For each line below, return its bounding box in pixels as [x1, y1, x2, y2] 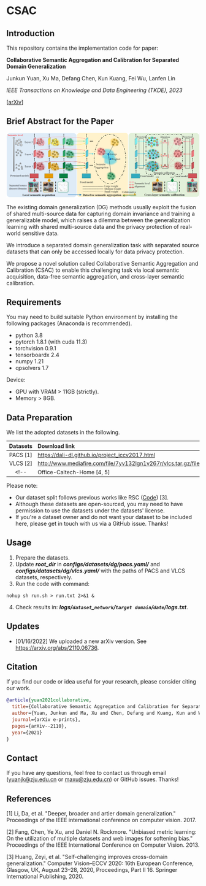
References [6, 793, 51, 804]
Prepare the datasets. [15, 553, 70, 561]
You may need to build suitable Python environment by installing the [6, 314, 178, 321]
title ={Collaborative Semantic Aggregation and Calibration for [12, 704, 180, 710]
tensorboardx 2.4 [15, 351, 59, 359]
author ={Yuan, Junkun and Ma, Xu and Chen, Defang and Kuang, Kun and [12, 710, 196, 717]
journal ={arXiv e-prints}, [12, 717, 81, 723]
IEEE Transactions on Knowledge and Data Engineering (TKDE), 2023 [6, 87, 183, 94]
